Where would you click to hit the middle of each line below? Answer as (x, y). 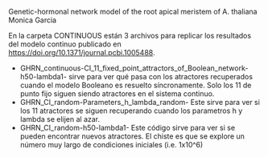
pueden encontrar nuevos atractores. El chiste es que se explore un (132, 136)
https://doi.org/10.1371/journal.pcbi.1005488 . (82, 52)
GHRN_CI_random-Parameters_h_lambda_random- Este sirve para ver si (140, 102)
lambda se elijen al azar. (60, 119)
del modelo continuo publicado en (65, 44)
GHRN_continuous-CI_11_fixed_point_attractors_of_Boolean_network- (134, 68)
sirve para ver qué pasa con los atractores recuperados (161, 76)
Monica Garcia (33, 20)
